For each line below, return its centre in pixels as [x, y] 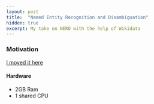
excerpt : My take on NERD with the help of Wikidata [73, 28]
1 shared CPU [32, 96]
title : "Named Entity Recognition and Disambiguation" [77, 17]
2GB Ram [26, 89]
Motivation [22, 50]
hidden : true [22, 23]
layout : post [22, 12]
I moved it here [25, 62]
